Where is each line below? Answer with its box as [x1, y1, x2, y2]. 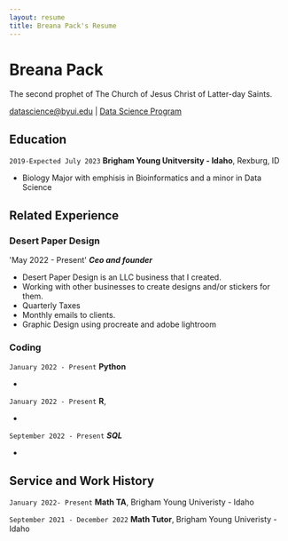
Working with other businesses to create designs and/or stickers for [21, 281, 270, 291]
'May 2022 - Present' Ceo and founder [9, 254, 153, 265]
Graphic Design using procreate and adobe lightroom [21, 319, 217, 330]
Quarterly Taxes [21, 299, 82, 311]
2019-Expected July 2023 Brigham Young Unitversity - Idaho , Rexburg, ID [9, 155, 280, 166]
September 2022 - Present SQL [9, 430, 122, 441]
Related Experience [9, 208, 120, 223]
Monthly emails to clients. [21, 309, 116, 320]
